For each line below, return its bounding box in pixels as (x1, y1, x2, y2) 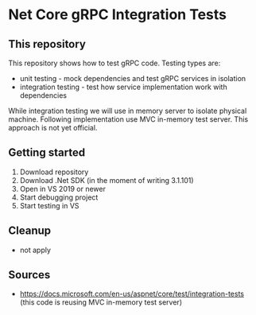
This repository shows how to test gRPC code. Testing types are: (8, 58, 221, 68)
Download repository (19, 167, 89, 177)
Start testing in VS (19, 200, 80, 210)
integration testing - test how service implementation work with (19, 82, 228, 91)
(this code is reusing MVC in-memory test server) (19, 297, 183, 307)
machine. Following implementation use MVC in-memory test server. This (8, 115, 249, 124)
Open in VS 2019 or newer (19, 184, 106, 193)
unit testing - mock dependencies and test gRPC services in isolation (19, 74, 246, 83)
